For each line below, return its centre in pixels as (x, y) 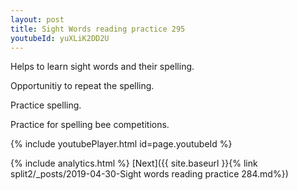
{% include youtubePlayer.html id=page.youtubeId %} (121, 144)
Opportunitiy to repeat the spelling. (82, 86)
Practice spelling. (46, 105)
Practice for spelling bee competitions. (90, 125)
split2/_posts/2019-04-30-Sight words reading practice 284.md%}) (149, 174)
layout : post (37, 19)
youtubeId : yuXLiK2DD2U (60, 38)
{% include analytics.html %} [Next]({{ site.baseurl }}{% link (134, 163)
